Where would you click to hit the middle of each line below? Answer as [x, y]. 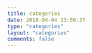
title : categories [34, 13]
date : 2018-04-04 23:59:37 [46, 20]
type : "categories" [36, 26]
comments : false [31, 39]
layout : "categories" [39, 33]
